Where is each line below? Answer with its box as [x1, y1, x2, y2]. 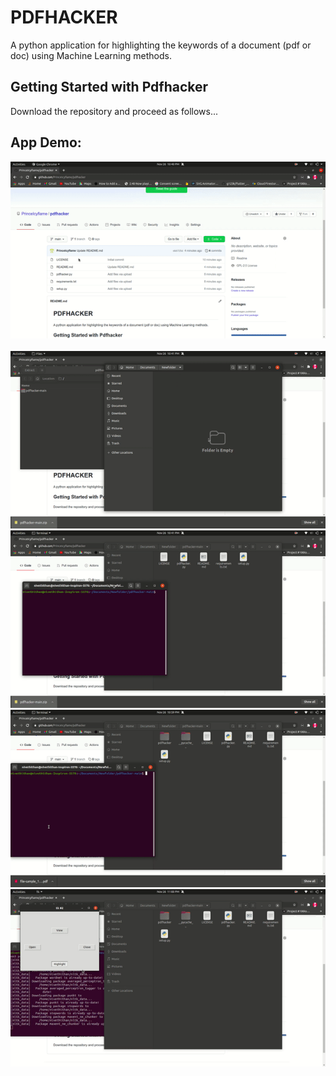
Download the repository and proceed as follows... [10, 105, 219, 117]
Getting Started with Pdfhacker [10, 79, 209, 96]
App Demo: [10, 134, 82, 151]
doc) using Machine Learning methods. [10, 49, 172, 61]
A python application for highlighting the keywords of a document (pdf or [10, 39, 312, 51]
